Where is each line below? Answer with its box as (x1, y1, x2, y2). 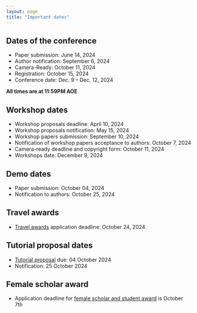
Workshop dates (6, 105, 68, 115)
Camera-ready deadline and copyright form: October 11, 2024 (14, 145, 165, 153)
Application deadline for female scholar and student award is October (14, 295, 183, 302)
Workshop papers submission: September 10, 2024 (14, 133, 139, 140)
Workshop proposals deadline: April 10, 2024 (14, 121, 124, 128)
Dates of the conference (6, 36, 97, 46)
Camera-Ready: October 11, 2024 (14, 64, 96, 71)
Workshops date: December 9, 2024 (14, 152, 103, 159)
